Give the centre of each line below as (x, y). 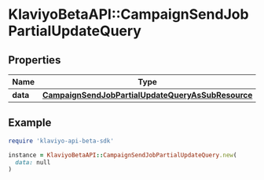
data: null (33, 162)
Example (30, 123)
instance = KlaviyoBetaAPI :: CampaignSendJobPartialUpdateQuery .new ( (123, 155)
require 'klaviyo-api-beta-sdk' (61, 141)
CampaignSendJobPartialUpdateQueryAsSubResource (147, 95)
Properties (35, 60)
